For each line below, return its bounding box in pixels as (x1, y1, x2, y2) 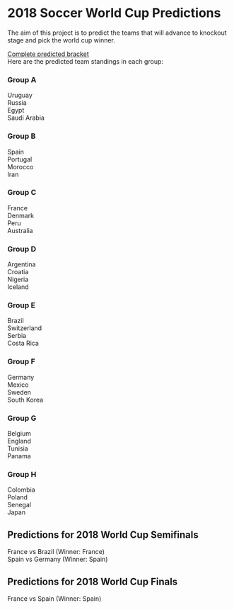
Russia (7, 98, 27, 107)
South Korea (7, 395, 44, 404)
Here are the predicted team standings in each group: (7, 57, 164, 65)
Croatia (7, 268, 29, 276)
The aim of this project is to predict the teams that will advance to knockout (7, 28, 228, 37)
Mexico (7, 380, 29, 389)
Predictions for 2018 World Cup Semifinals (7, 529, 199, 541)
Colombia (7, 485, 35, 494)
